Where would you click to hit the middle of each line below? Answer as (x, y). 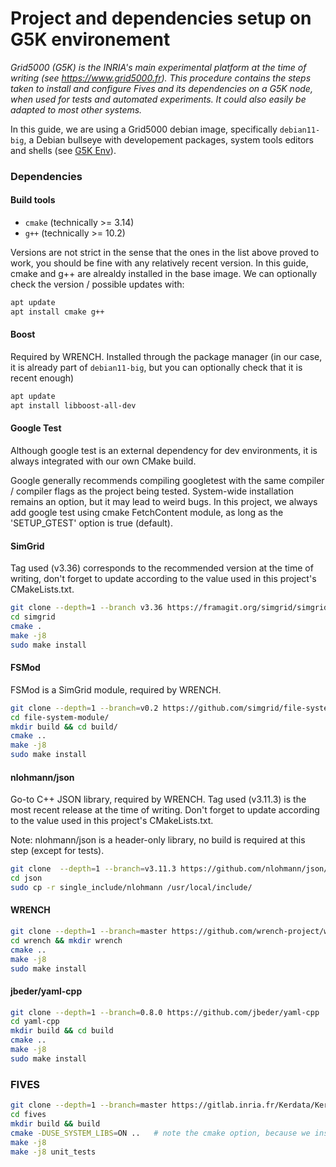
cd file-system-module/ (60, 717)
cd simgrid (33, 617)
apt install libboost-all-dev (73, 405)
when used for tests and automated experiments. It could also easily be (158, 99)
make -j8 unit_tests (53, 1152)
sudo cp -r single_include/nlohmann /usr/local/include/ (131, 887)
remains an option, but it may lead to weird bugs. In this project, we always (164, 501)
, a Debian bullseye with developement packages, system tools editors (169, 139)
